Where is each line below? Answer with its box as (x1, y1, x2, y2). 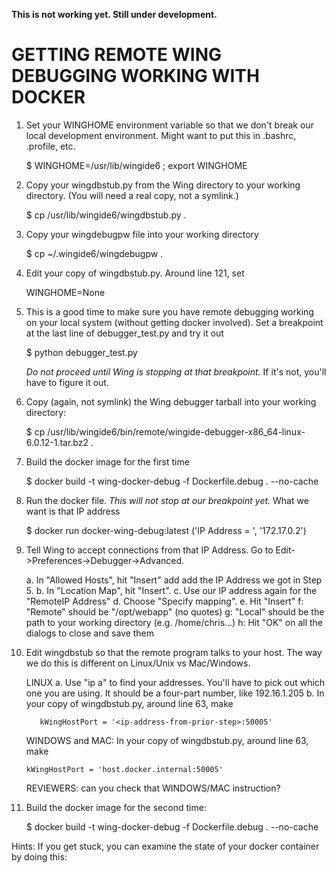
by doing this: (11, 850, 68, 863)
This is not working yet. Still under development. (11, 9, 218, 20)
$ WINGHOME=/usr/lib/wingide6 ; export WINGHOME (25, 159, 248, 171)
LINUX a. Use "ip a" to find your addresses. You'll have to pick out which (25, 676, 326, 688)
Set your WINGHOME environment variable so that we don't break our (25, 119, 314, 131)
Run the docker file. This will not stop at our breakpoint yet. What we (25, 494, 309, 506)
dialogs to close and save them (25, 627, 155, 639)
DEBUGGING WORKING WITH (11, 65, 260, 88)
